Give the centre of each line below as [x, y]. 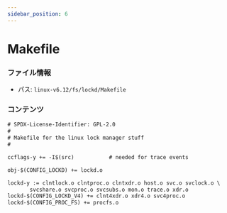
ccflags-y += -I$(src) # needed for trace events [98, 157]
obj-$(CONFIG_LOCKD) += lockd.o [55, 170]
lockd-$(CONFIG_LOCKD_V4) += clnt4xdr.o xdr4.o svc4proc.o [96, 196]
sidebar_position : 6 [38, 14]
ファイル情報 [29, 72]
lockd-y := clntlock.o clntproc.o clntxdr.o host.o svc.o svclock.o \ [114, 183]
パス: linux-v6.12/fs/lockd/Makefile [72, 89]
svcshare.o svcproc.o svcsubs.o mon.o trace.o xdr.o [109, 190]
